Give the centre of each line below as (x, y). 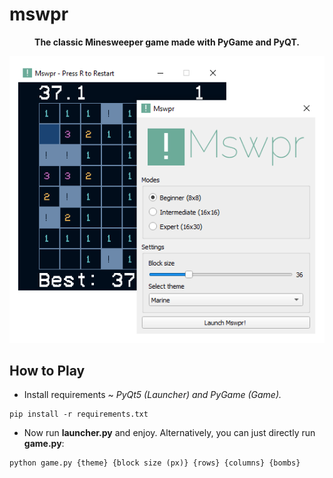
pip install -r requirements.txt (79, 414)
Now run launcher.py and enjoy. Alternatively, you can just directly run (169, 433)
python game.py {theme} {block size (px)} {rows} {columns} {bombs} (155, 463)
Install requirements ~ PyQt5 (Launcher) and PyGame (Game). (152, 395)
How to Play (47, 371)
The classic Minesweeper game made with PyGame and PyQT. (167, 42)
